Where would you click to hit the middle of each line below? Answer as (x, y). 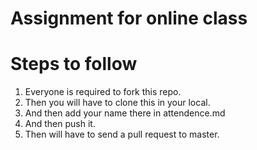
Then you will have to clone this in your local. (117, 103)
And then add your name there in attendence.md (125, 113)
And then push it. (60, 124)
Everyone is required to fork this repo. (103, 92)
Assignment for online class (129, 18)
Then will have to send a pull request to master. (122, 134)
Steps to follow (74, 64)
